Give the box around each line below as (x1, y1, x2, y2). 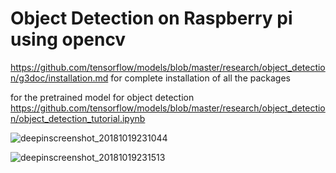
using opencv (10, 28, 127, 51)
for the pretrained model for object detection (10, 91, 195, 103)
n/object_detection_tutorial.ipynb (10, 112, 146, 124)
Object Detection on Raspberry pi (10, 7, 293, 30)
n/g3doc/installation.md (10, 72, 109, 84)
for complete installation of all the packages (110, 72, 291, 84)
